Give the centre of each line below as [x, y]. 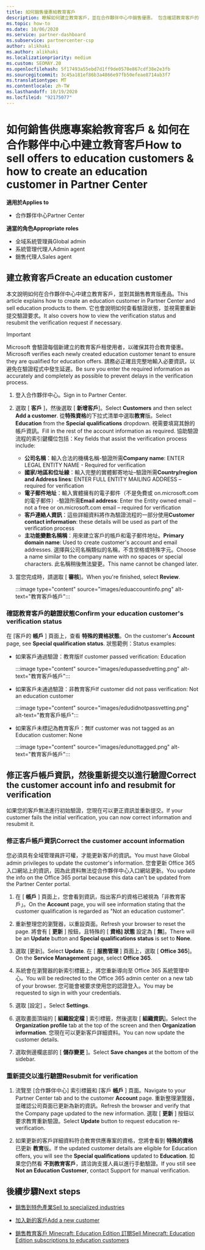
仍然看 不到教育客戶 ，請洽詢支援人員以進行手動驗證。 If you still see [111, 1164]
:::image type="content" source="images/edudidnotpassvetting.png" [102, 708]
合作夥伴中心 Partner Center [50, 215]
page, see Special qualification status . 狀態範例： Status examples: [92, 643]
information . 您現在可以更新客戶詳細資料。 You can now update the [100, 1032]
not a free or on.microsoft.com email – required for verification [103, 507]
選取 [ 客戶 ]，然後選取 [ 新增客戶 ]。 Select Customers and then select [103, 407]
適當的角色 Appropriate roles [43, 228]
